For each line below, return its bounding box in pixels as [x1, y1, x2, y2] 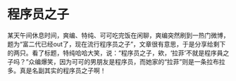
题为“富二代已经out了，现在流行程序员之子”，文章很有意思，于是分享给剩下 [7, 39, 226, 48]
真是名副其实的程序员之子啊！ [19, 66, 106, 75]
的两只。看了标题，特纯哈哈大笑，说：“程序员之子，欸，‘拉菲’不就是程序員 [7, 49, 223, 57]
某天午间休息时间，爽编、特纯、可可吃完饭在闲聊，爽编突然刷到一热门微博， [7, 31, 230, 39]
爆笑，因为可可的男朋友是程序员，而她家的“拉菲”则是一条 [41, 57, 207, 66]
